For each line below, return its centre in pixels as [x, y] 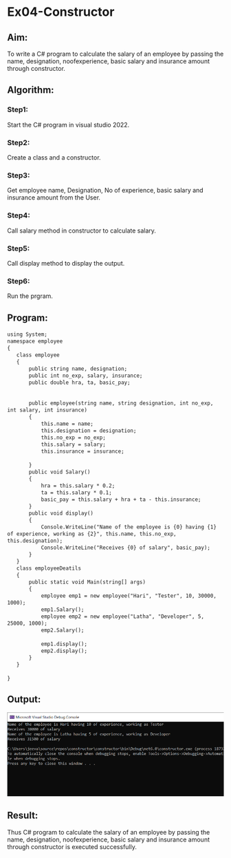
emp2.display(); [64, 651]
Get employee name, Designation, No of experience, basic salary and [106, 191]
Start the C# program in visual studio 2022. [68, 125]
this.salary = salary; [74, 444]
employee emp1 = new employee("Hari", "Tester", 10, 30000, [129, 596]
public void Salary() [59, 472]
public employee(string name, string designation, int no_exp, [121, 403]
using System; [27, 334]
